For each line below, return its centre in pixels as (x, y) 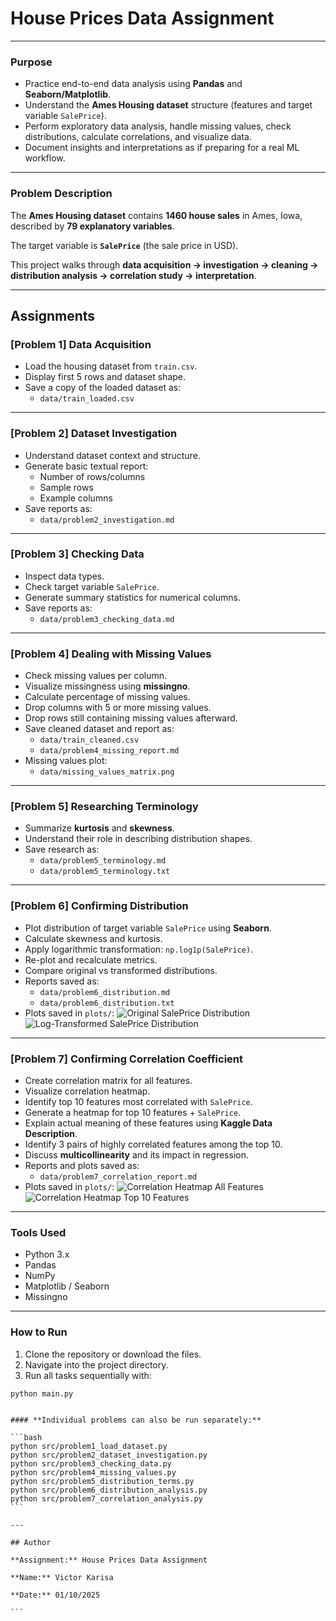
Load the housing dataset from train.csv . (111, 366)
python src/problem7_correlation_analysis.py (106, 1499)
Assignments (53, 315)
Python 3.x (47, 1254)
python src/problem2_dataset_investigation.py (109, 1455)
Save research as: (62, 849)
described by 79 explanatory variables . (92, 226)
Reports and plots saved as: (82, 1165)
